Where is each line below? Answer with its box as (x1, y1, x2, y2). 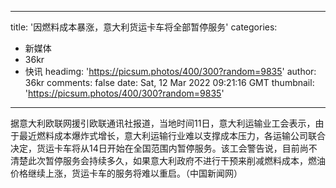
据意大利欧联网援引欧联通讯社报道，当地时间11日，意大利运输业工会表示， (10, 117, 316, 129)
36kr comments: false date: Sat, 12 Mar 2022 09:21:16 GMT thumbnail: (24, 77, 315, 88)
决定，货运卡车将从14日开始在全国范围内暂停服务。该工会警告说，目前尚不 (10, 142, 318, 154)
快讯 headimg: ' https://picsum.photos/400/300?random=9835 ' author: (24, 66, 317, 77)
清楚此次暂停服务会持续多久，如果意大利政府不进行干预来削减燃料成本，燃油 (10, 155, 326, 166)
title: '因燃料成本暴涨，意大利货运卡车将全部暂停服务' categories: (10, 21, 278, 33)
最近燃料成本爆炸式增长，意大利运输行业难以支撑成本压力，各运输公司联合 (18, 130, 326, 141)
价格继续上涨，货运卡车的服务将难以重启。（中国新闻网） (10, 167, 243, 179)
